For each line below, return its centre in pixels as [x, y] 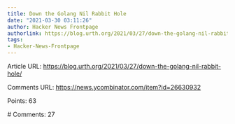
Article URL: [24, 66]
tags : [15, 40]
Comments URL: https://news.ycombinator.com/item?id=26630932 [104, 87]
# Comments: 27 [31, 114]
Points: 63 [22, 101]
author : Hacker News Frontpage [53, 27]
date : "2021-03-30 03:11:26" [50, 20]
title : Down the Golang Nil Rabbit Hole [67, 14]
